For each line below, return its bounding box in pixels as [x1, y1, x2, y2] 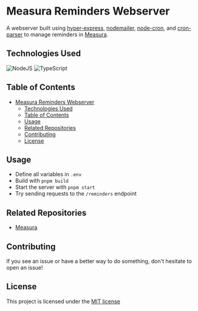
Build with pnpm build [15, 177, 69, 185]
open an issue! [6, 264, 44, 271]
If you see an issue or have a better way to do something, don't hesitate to [6, 258, 193, 265]
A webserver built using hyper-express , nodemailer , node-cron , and [6, 24, 176, 32]
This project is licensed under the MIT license [6, 298, 120, 305]
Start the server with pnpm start [15, 183, 95, 191]
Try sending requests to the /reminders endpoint [15, 190, 137, 197]
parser [6, 30, 23, 38]
